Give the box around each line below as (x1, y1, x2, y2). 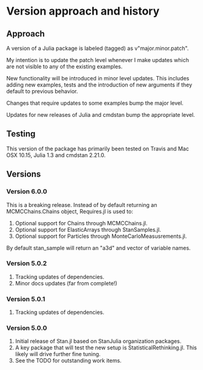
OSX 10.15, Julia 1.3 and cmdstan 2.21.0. (6, 151, 106, 159)
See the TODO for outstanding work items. (15, 357, 122, 365)
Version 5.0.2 (6, 259, 47, 268)
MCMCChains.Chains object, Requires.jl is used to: (6, 208, 134, 215)
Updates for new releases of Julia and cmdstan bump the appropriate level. (6, 111, 196, 118)
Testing (6, 129, 36, 139)
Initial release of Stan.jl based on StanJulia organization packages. (15, 338, 182, 345)
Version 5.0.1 (6, 295, 46, 303)
